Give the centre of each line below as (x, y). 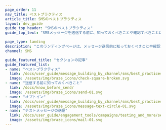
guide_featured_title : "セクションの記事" (46, 60)
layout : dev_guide (24, 24)
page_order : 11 (21, 10)
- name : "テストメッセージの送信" (37, 111)
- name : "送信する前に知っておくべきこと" (44, 83)
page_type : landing (25, 42)
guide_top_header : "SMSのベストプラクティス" (49, 28)
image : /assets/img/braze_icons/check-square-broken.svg (69, 78)
